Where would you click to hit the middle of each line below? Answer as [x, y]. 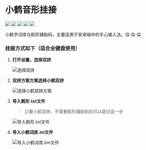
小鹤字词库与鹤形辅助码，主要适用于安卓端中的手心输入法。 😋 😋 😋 [73, 34]
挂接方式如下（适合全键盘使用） [43, 48]
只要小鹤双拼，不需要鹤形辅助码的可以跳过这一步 [74, 112]
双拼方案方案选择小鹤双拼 [38, 80]
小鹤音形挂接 [31, 10]
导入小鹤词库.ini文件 [33, 132]
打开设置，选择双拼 [32, 60]
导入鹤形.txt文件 [29, 101]
